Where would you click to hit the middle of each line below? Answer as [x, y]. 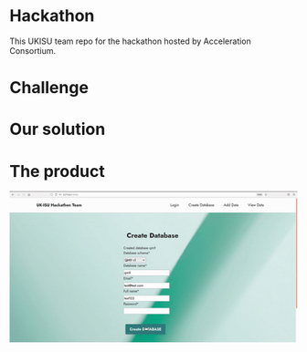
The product [57, 171]
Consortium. [33, 50]
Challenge [49, 88]
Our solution [58, 129]
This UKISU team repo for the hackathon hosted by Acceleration [130, 41]
